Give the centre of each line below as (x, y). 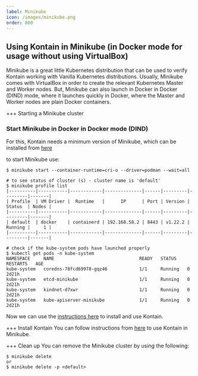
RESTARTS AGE (25, 264)
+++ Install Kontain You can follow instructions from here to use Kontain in (97, 328)
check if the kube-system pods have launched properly (81, 248)
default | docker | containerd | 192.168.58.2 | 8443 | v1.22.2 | (101, 222)
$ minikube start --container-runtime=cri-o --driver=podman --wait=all (98, 170)
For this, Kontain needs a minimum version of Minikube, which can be (91, 142)
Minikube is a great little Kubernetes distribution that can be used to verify (97, 70)
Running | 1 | (29, 228)
